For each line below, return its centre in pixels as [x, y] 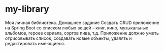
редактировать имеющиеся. [35, 43]
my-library [27, 9]
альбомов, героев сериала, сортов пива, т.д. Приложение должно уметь [82, 33]
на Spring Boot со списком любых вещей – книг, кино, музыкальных [77, 27]
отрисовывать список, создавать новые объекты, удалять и [68, 38]
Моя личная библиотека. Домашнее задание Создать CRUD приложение [82, 23]
